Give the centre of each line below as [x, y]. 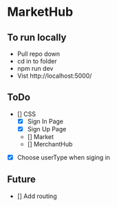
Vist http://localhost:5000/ [54, 76]
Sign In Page [45, 121]
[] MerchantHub [50, 144]
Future [22, 179]
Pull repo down [39, 54]
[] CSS [26, 113]
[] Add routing [37, 196]
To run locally [37, 37]
